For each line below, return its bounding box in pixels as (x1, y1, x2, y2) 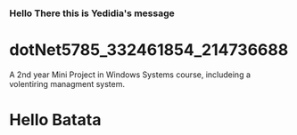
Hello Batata (9, 110, 102, 131)
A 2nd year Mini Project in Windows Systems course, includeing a (9, 69, 252, 80)
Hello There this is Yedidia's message (9, 7, 176, 20)
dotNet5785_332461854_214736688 (9, 40, 289, 60)
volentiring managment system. (9, 78, 125, 89)
